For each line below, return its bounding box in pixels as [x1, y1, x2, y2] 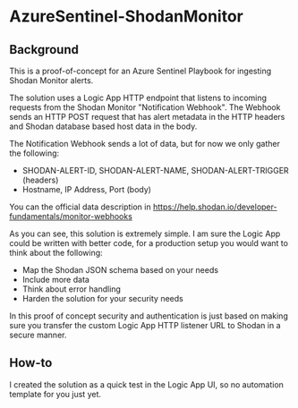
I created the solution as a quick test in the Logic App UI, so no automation [9, 378, 285, 390]
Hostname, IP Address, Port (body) [21, 184, 152, 194]
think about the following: [9, 248, 103, 258]
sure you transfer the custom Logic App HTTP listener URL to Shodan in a [9, 320, 281, 330]
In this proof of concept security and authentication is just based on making [9, 310, 288, 321]
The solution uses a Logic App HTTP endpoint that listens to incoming [9, 92, 267, 103]
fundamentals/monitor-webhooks [9, 211, 132, 221]
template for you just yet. [9, 388, 101, 399]
